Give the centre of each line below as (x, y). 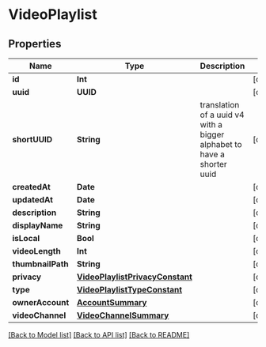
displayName (38, 225)
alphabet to (221, 144)
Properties (35, 44)
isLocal (26, 238)
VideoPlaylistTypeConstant (129, 290)
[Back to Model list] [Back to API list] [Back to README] (99, 335)
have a (213, 154)
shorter (213, 164)
